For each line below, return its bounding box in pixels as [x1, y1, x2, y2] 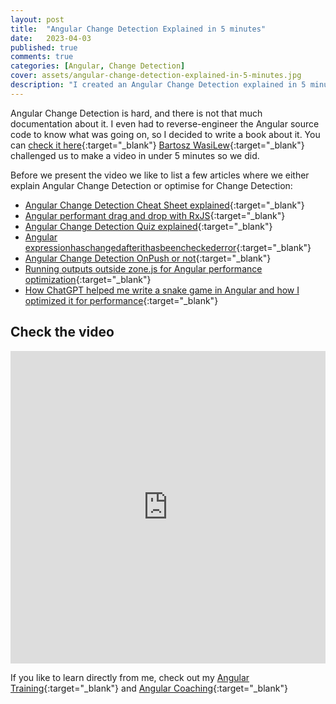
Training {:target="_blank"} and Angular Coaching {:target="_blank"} [10, 682, 288, 694]
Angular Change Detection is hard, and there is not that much [10, 107, 263, 119]
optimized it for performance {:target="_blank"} [24, 294, 219, 306]
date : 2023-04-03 [10, 33, 92, 43]
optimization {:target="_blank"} [24, 273, 152, 285]
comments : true [10, 52, 74, 62]
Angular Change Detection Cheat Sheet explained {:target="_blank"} [24, 199, 305, 211]
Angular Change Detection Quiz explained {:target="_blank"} [24, 220, 273, 232]
